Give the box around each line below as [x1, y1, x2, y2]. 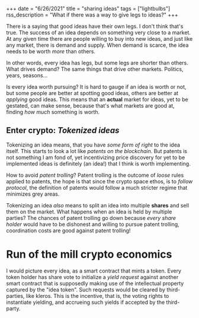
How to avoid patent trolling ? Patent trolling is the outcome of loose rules [6, 171, 184, 179]
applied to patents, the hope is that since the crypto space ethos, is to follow [6, 177, 193, 185]
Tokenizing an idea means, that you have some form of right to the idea [6, 141, 181, 148]
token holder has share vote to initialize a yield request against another [6, 273, 179, 280]
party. [6, 304, 21, 312]
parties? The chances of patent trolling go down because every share [6, 214, 176, 221]
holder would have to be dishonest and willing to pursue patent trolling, [6, 220, 179, 228]
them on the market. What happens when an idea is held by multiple [6, 208, 172, 215]
